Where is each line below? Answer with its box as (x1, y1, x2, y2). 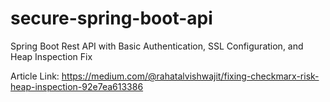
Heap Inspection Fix (10, 50, 93, 62)
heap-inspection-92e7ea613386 (10, 80, 144, 92)
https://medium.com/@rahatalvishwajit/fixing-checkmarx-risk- (61, 70, 320, 82)
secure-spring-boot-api (10, 7, 213, 30)
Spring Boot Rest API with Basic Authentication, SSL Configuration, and (10, 40, 304, 52)
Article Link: (10, 70, 60, 82)
